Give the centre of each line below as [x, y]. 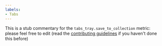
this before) [17, 38]
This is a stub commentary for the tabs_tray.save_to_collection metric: [78, 28]
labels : [13, 10]
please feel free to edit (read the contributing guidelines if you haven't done [81, 33]
